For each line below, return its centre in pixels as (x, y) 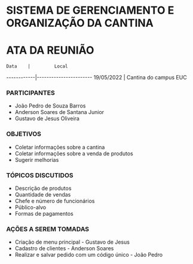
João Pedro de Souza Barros (50, 106)
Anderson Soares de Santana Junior (59, 112)
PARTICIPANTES (30, 93)
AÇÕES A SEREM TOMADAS (48, 229)
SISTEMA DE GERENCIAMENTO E (90, 10)
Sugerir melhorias (37, 159)
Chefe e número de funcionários (55, 201)
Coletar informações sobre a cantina (60, 147)
